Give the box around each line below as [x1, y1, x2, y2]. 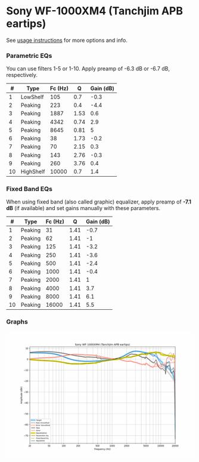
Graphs [6, 318, 28, 326]
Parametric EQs [6, 51, 52, 60]
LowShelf [20, 93, 44, 100]
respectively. [6, 72, 38, 79]
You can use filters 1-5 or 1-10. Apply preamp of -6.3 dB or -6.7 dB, [6, 65, 170, 72]
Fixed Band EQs [6, 184, 52, 193]
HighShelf [20, 168, 45, 175]
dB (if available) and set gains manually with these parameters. [6, 205, 161, 212]
